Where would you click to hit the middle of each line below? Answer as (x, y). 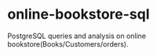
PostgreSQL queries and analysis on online (77, 36)
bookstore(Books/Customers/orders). (68, 44)
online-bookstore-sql (78, 14)
